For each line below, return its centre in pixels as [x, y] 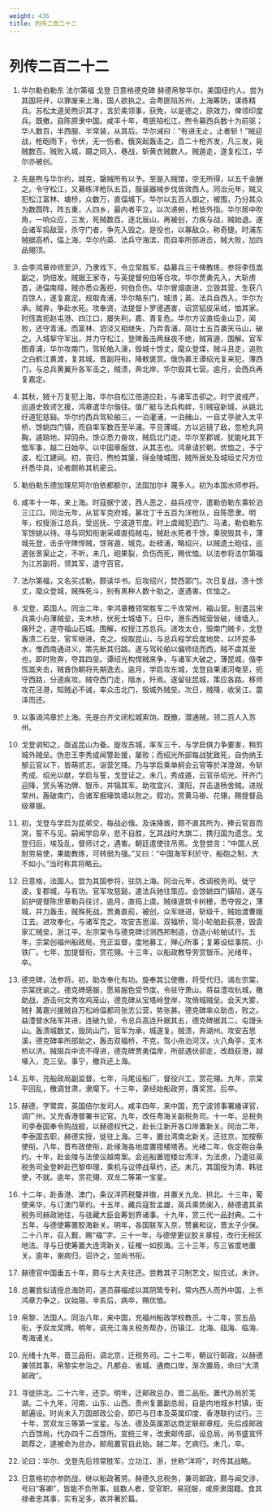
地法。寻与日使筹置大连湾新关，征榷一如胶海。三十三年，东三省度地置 [138, 1246]
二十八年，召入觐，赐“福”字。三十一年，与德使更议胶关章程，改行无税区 [142, 1235]
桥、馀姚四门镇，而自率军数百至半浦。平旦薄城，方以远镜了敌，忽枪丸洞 [142, 427]
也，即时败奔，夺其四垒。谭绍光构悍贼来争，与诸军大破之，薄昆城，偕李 [142, 659]
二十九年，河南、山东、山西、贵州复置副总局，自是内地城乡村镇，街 [149, 1403]
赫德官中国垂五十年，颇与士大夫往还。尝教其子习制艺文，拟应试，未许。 [142, 1273]
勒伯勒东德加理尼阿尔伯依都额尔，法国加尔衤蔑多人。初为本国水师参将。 [142, 485]
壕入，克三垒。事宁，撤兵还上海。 [78, 1061]
